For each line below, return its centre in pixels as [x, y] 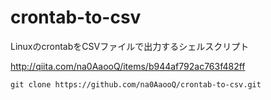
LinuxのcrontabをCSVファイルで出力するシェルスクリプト [130, 46]
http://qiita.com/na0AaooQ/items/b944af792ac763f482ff [128, 66]
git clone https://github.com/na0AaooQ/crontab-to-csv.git [136, 84]
